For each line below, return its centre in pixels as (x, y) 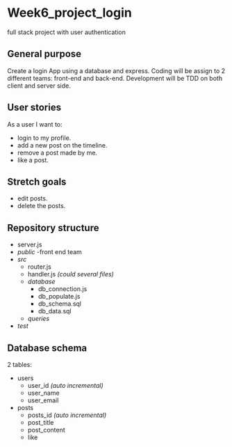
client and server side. (39, 86)
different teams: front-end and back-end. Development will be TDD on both (115, 78)
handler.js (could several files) (71, 274)
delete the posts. (41, 206)
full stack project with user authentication (67, 32)
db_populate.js (59, 297)
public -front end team (49, 252)
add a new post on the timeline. (62, 145)
